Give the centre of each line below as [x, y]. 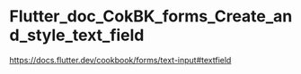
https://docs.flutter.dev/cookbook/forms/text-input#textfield [120, 60]
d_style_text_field [77, 35]
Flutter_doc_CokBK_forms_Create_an [151, 16]
